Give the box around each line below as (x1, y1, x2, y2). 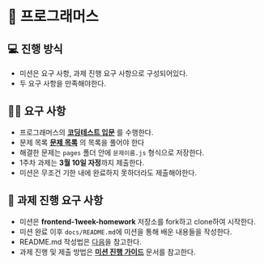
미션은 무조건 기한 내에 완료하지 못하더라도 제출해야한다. (19, 167, 198, 178)
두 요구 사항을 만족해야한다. (19, 78, 107, 88)
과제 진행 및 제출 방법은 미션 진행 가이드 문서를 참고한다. (19, 247, 196, 257)
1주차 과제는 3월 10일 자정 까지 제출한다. (19, 157, 145, 167)
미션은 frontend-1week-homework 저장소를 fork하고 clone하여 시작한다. (19, 216, 256, 226)
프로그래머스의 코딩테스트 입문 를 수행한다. (19, 127, 154, 137)
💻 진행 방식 (7, 42, 63, 56)
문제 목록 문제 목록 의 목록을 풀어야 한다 (19, 137, 145, 147)
